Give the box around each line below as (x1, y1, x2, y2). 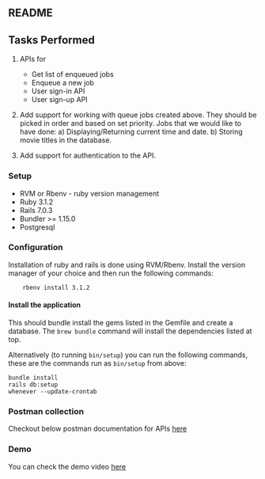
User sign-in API (31, 86, 85, 96)
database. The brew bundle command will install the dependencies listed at (8, 326, 252, 336)
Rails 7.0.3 (19, 205, 53, 215)
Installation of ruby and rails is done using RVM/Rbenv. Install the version (8, 260, 246, 269)
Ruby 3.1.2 (19, 197, 54, 207)
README (8, 6, 53, 20)
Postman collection (8, 405, 85, 416)
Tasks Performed (8, 33, 95, 47)
